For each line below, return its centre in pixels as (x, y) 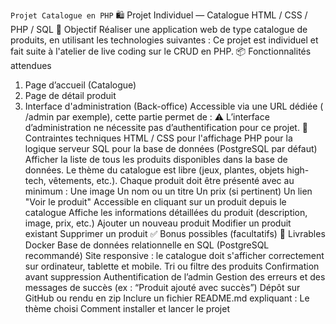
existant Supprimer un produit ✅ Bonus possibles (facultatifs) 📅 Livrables (175, 233)
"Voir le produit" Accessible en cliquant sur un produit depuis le (155, 202)
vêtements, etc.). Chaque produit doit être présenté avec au (171, 180)
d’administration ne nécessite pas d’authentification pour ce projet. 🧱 (166, 127)
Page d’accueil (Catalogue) (80, 85)
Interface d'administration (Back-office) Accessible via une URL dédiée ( (174, 106)
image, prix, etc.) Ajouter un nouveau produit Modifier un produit (158, 223)
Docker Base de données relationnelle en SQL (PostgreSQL (147, 245)
